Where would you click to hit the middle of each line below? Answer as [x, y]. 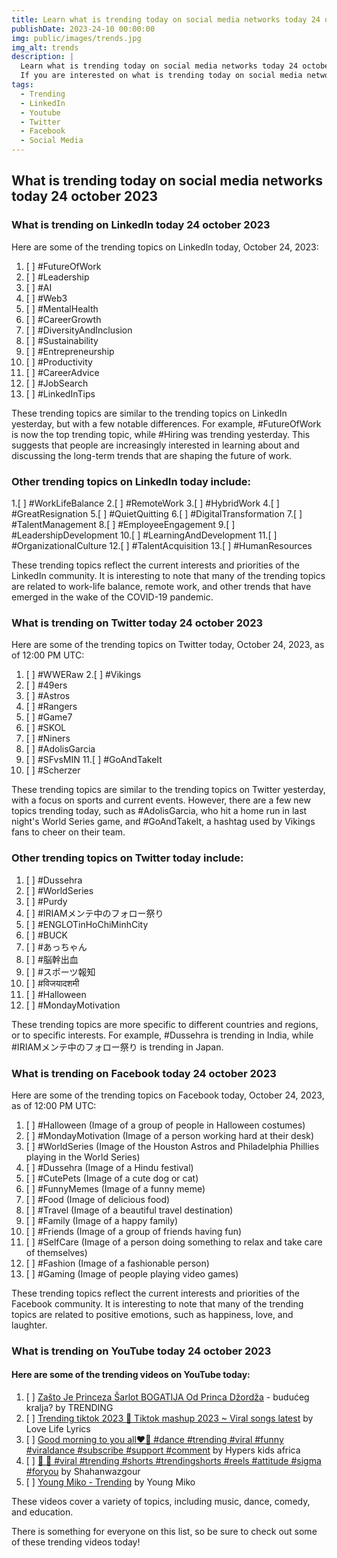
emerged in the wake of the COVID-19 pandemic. [112, 597]
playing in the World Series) [83, 1157]
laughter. [29, 1325]
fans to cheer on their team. [68, 832]
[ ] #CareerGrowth [63, 319]
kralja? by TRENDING [69, 1407]
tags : [22, 85]
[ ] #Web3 [46, 298]
